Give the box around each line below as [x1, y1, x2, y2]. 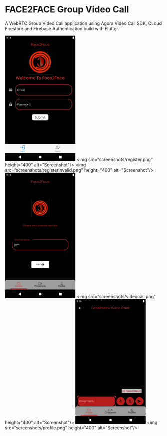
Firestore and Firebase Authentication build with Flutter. [5, 25, 119, 31]
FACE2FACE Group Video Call [5, 4, 129, 15]
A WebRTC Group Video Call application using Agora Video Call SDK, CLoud [5, 20, 162, 26]
